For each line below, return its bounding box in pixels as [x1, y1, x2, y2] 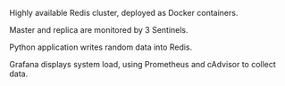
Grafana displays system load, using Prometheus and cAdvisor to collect [9, 59, 277, 69]
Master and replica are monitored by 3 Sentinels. [9, 25, 189, 35]
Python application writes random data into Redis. [9, 42, 193, 52]
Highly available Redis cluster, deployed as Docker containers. [9, 8, 239, 18]
